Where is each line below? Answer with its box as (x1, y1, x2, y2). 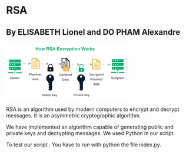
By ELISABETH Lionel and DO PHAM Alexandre (6, 27, 181, 37)
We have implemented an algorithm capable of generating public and (6, 123, 174, 130)
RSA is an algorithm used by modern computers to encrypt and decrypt (6, 106, 180, 113)
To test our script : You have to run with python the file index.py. (6, 141, 161, 148)
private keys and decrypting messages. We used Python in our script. (6, 130, 175, 136)
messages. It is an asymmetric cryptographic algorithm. (6, 112, 141, 119)
